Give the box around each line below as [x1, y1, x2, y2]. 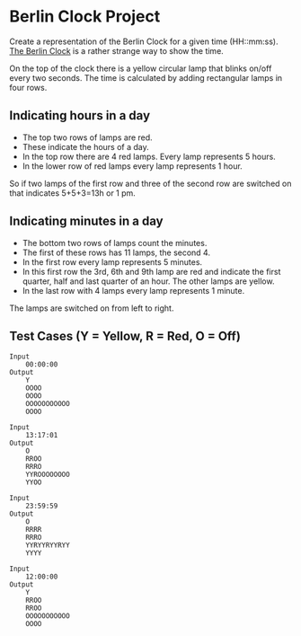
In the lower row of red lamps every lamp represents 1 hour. [22, 160, 243, 172]
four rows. [9, 82, 48, 93]
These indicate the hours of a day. [22, 141, 150, 152]
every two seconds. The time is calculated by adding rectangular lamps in [9, 72, 283, 83]
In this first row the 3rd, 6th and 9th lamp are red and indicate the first [22, 266, 281, 277]
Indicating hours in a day [9, 108, 151, 123]
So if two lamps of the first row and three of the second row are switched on [9, 178, 292, 189]
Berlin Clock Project [9, 6, 161, 27]
